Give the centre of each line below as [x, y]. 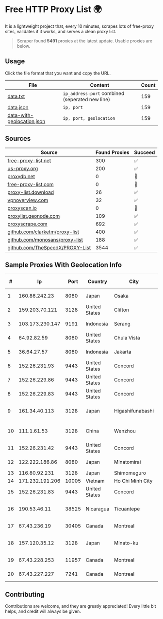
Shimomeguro [130, 473]
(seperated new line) [87, 99]
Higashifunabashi [134, 411]
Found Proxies [112, 152]
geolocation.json [26, 121]
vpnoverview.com [28, 200]
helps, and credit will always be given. [43, 611]
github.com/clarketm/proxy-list [43, 232]
